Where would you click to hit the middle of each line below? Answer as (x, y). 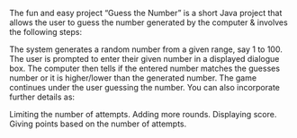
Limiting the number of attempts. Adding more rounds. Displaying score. (143, 114)
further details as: (42, 97)
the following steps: (46, 32)
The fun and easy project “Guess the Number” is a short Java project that (146, 13)
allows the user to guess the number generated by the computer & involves (148, 22)
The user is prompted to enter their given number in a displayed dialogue (144, 59)
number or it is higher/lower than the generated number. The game (133, 78)
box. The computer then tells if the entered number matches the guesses (145, 68)
